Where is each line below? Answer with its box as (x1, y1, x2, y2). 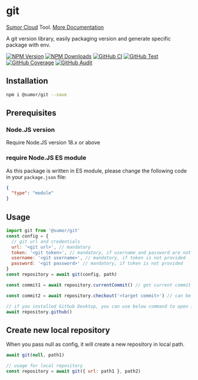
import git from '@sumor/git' (6, 228, 81, 234)
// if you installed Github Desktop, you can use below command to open (6, 303, 189, 309)
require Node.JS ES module (6, 154, 87, 162)
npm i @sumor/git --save (6, 91, 67, 98)
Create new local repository (6, 325, 110, 335)
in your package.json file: (6, 173, 67, 180)
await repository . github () (6, 309, 72, 315)
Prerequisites (6, 108, 57, 118)
